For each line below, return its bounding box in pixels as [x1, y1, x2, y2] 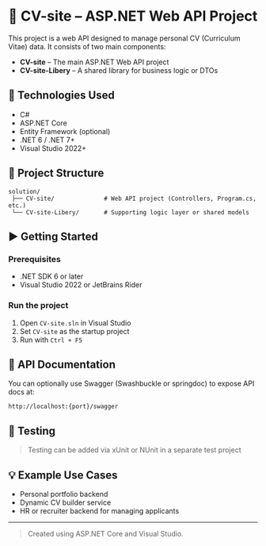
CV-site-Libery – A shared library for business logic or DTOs [19, 65, 218, 75]
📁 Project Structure [8, 167, 104, 180]
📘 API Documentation [8, 357, 116, 371]
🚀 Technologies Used [8, 89, 115, 102]
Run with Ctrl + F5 [19, 335, 83, 344]
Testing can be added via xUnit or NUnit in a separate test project [27, 445, 241, 455]
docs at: [8, 387, 35, 397]
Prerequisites [8, 253, 61, 264]
